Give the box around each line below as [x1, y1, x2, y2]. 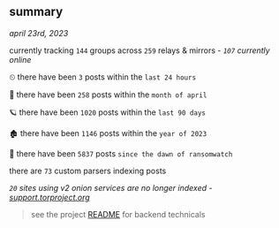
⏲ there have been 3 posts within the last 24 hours [9, 72, 197, 82]
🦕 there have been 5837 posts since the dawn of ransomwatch [9, 148, 233, 159]
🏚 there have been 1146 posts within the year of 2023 [9, 127, 207, 138]
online [9, 54, 32, 65]
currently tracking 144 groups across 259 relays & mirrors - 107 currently [9, 45, 271, 56]
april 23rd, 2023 [9, 27, 69, 38]
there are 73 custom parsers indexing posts [9, 165, 167, 176]
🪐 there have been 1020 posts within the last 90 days [9, 107, 206, 118]
